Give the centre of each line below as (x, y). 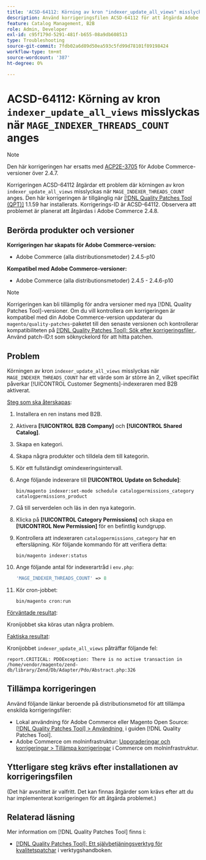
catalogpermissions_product (51, 496)
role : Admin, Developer (37, 29)
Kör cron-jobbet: (37, 590)
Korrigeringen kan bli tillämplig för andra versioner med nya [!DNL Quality (99, 304)
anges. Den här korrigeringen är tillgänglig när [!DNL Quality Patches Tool (99, 198)
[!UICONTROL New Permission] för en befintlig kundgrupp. (91, 526)
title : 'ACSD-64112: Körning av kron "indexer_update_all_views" (92, 12)
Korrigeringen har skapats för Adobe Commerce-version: (82, 245)
